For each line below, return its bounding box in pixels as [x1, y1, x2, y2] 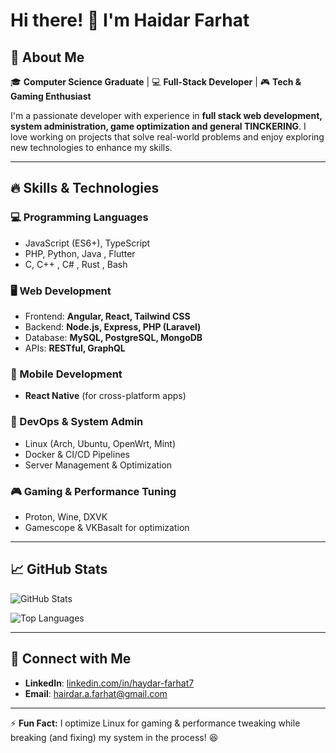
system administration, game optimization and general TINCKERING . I [10, 120, 307, 132]
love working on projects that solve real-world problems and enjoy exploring [10, 131, 325, 143]
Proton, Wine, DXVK [24, 510, 108, 523]
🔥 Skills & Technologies [10, 180, 160, 197]
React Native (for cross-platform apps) [24, 390, 187, 402]
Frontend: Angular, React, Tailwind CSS [24, 310, 191, 322]
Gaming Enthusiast [10, 90, 92, 102]
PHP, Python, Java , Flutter [24, 247, 136, 259]
